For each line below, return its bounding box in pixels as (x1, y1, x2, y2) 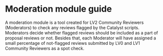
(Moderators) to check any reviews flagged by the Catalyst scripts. (5, 24, 140, 30)
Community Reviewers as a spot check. (5, 45, 84, 51)
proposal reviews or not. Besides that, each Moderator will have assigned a (5, 35, 156, 41)
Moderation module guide (5, 3, 112, 15)
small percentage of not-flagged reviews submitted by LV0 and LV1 (5, 40, 140, 46)
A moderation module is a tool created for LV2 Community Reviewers (5, 19, 144, 25)
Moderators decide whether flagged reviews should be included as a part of (5, 30, 159, 36)
